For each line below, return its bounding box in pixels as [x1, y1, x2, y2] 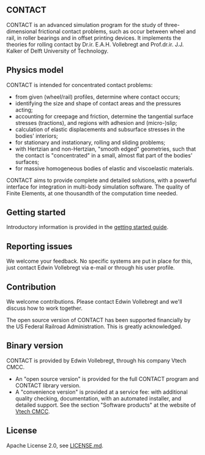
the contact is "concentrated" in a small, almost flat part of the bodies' [15, 151, 193, 159]
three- [164, 21, 180, 28]
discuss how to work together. [6, 304, 83, 312]
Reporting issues [6, 241, 73, 252]
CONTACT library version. [15, 382, 81, 389]
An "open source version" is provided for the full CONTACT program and [15, 375, 199, 382]
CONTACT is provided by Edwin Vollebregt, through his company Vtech [6, 356, 187, 364]
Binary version [6, 340, 64, 351]
